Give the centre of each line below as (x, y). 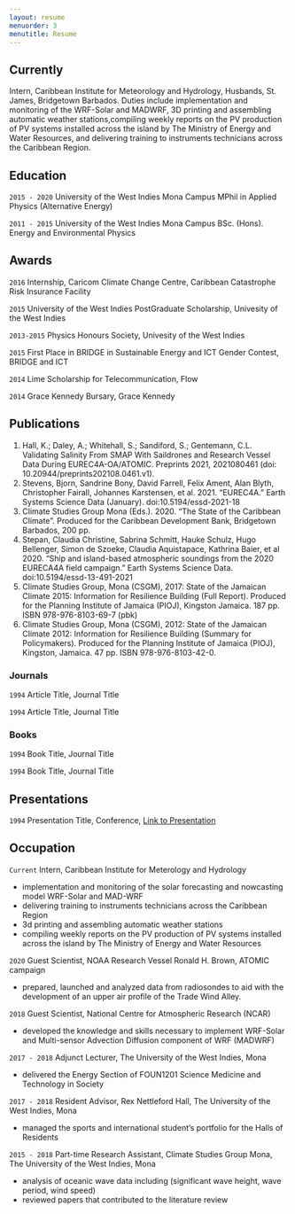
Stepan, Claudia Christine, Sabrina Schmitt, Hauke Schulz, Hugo (139, 539)
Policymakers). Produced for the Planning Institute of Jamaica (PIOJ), (149, 642)
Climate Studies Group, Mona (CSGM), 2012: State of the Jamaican (144, 624)
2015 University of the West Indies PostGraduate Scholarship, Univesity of (144, 308)
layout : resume (37, 17)
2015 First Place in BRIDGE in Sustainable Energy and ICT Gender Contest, (144, 352)
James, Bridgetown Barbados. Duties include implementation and (128, 101)
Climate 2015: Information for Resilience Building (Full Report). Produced (154, 595)
